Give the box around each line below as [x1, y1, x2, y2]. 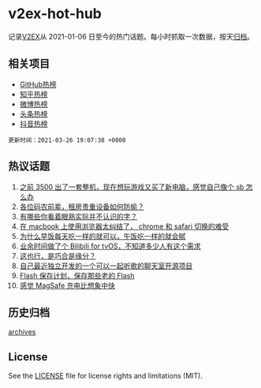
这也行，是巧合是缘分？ [19, 251, 96, 260]
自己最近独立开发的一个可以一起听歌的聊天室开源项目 [19, 261, 193, 270]
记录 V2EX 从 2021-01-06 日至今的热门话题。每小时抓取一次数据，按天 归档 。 [8, 32, 255, 41]
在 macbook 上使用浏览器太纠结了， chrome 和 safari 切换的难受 [19, 222, 229, 231]
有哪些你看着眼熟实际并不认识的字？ [19, 211, 138, 221]
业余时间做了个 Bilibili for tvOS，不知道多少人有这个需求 [19, 241, 201, 251]
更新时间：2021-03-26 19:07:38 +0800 [8, 136, 126, 144]
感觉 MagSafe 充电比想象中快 [19, 281, 116, 290]
